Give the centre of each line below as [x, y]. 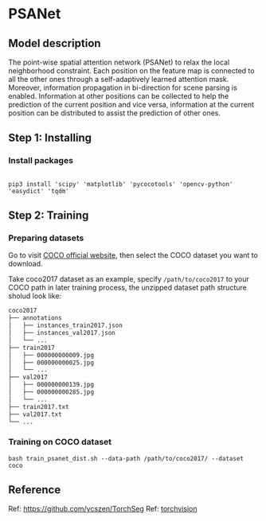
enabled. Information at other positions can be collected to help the [119, 96]
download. [25, 264]
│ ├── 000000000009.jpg [51, 355]
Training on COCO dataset [60, 442]
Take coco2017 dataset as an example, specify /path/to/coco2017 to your [129, 279]
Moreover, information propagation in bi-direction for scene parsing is [123, 87]
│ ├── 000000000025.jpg [51, 363]
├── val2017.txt [35, 414]
